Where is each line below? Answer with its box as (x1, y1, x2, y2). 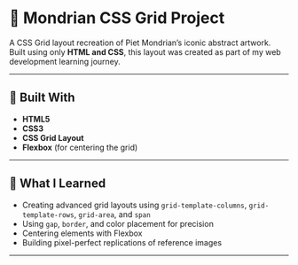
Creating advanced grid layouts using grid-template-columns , (21, 199, 247, 210)
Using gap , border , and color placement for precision (21, 218, 215, 229)
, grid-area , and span (74, 208, 151, 220)
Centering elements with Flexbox (21, 228, 143, 238)
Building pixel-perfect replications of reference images (21, 237, 223, 247)
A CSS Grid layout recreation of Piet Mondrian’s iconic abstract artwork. (9, 37, 271, 48)
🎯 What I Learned (9, 176, 106, 191)
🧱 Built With (9, 90, 75, 105)
